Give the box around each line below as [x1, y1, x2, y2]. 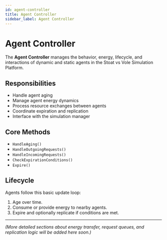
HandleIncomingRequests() [12, 152, 66, 157]
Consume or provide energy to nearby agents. [12, 204, 107, 210]
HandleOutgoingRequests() [12, 147, 66, 152]
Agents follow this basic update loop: [5, 189, 81, 195]
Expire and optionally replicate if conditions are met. [12, 209, 119, 216]
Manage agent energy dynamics [12, 98, 79, 104]
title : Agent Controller [5, 12, 57, 17]
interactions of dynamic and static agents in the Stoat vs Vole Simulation [5, 60, 153, 65]
